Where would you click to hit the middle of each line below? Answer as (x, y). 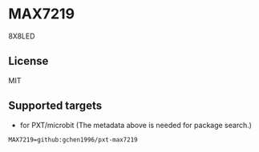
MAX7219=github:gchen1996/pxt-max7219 (73, 140)
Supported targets (55, 106)
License (28, 61)
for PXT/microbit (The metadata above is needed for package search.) (136, 125)
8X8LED (22, 36)
